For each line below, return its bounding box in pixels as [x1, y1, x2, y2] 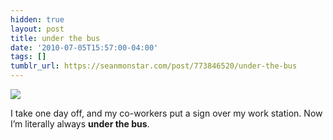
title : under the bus [10, 33, 101, 43]
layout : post [10, 24, 65, 34]
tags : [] [10, 52, 47, 62]
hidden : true [10, 14, 65, 25]
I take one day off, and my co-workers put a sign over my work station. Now [10, 107, 323, 119]
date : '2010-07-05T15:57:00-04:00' [10, 42, 159, 53]
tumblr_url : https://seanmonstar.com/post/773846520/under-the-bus [10, 61, 298, 71]
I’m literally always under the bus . [10, 118, 150, 130]
